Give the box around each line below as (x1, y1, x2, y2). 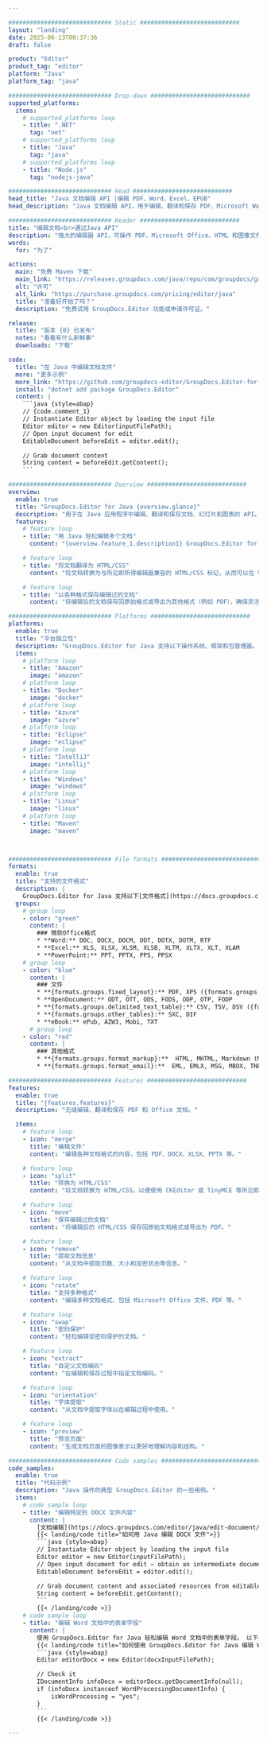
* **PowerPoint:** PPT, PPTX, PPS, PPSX (37, 951, 172, 959)
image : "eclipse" (29, 738, 87, 746)
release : (8, 319, 37, 327)
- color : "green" (22, 914, 80, 923)
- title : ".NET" (22, 121, 77, 130)
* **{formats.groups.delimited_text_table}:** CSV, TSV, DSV (37, 1003, 244, 1011)
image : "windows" (29, 783, 87, 791)
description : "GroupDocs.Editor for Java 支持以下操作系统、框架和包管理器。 (15, 642, 258, 650)
